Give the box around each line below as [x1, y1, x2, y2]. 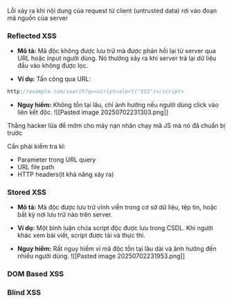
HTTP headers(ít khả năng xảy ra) [17, 170, 114, 179]
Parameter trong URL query [17, 155, 96, 164]
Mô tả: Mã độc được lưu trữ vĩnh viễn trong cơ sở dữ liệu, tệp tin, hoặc [17, 203, 217, 211]
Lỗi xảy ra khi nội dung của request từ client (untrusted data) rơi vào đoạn [7, 7, 217, 15]
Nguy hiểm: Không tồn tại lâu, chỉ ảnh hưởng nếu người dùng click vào [17, 101, 220, 109]
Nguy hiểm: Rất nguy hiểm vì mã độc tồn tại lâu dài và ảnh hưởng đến [17, 245, 217, 253]
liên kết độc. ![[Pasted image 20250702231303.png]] [17, 108, 168, 117]
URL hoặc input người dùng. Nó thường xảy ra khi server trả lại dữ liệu [17, 54, 217, 62]
